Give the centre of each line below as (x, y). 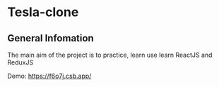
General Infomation (51, 38)
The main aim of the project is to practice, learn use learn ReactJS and (110, 55)
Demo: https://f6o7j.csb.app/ (49, 76)
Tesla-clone (43, 12)
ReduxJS (20, 62)
